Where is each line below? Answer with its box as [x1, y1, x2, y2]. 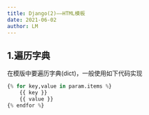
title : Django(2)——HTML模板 [7, 10, 86, 17]
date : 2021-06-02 [7, 16, 57, 23]
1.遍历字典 [7, 49, 51, 62]
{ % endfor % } [7, 102, 45, 109]
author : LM [7, 23, 38, 29]
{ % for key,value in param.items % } [7, 83, 112, 90]
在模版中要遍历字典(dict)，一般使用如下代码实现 [7, 69, 143, 77]
